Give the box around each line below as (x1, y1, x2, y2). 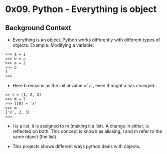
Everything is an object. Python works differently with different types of (12, 37, 160, 43)
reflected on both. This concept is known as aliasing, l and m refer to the (12, 128, 162, 134)
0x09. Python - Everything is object (5, 4, 157, 15)
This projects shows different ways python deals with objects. (12, 143, 140, 149)
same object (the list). (12, 134, 58, 139)
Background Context (5, 24, 71, 32)
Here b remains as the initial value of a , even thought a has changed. (12, 83, 156, 88)
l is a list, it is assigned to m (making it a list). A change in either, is (12, 123, 149, 129)
